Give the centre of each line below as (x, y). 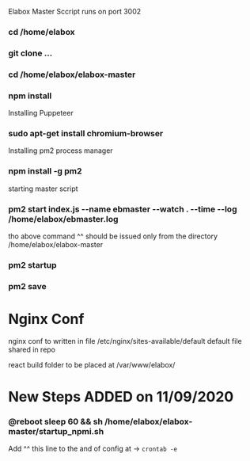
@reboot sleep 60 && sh (55, 421)
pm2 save (28, 286)
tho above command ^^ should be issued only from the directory (113, 236)
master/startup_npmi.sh (56, 431)
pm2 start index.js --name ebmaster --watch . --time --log (123, 209)
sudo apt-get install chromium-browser (86, 133)
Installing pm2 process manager (61, 150)
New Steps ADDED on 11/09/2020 (121, 396)
